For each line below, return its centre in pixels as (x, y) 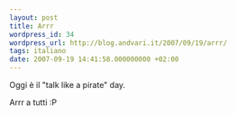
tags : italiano (38, 51)
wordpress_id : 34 (42, 34)
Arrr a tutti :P (33, 102)
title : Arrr (32, 26)
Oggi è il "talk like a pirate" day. (68, 85)
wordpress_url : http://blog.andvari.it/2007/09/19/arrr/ (118, 43)
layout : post (34, 18)
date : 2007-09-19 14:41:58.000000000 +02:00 (94, 59)
